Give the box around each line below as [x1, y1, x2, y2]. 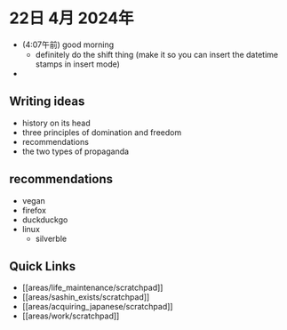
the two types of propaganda [21, 146, 130, 157]
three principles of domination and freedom [21, 126, 182, 138]
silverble [35, 233, 68, 244]
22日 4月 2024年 [9, 8, 135, 28]
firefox [21, 205, 47, 215]
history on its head [21, 117, 91, 128]
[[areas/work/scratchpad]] [21, 310, 120, 321]
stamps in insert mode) [35, 59, 120, 69]
